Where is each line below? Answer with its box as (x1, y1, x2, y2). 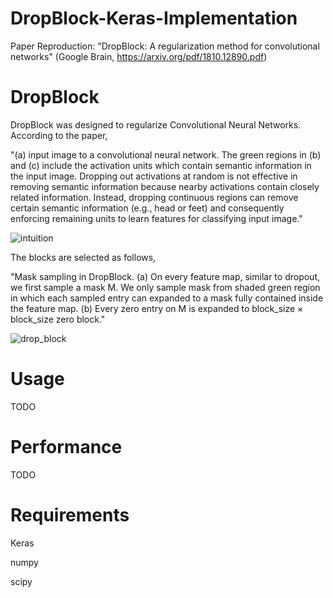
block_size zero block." (10, 313, 106, 325)
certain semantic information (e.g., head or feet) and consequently (10, 202, 285, 214)
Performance (10, 436, 123, 458)
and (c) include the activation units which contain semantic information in (10, 159, 312, 171)
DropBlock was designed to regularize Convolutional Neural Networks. (10, 118, 302, 131)
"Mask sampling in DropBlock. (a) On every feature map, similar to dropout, (10, 270, 321, 282)
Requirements (10, 503, 130, 526)
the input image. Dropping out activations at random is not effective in (10, 170, 298, 182)
